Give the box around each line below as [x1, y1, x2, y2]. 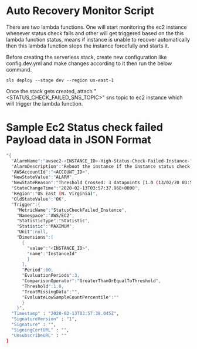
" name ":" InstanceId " [27, 250, 77, 256]
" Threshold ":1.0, [21, 283, 64, 289]
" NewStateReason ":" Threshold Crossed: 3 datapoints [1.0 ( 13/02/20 [11, 180, 180, 186]
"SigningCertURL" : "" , [11, 327, 69, 333]
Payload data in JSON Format [6, 133, 151, 147]
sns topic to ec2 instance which [106, 94, 183, 101]
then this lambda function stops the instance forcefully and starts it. [6, 42, 169, 49]
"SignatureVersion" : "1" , [11, 316, 77, 322]
